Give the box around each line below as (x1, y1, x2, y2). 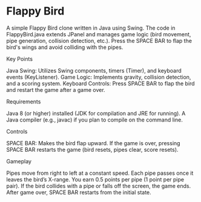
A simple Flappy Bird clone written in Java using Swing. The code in (6, 24, 176, 31)
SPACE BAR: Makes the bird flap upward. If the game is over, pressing (6, 139, 180, 146)
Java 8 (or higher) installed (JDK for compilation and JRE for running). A (6, 109, 186, 117)
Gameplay (6, 157, 32, 165)
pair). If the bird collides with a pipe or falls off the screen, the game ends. (6, 182, 191, 189)
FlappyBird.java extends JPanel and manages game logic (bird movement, (6, 30, 191, 37)
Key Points (6, 55, 33, 62)
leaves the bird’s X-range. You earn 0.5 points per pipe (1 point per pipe (6, 175, 185, 183)
